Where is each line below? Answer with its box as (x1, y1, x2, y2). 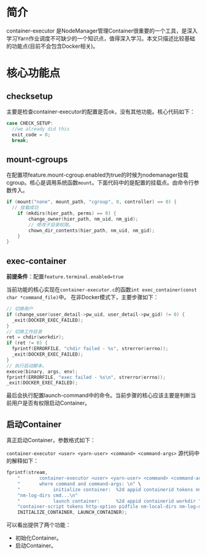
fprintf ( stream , (6, 470, 48, 476)
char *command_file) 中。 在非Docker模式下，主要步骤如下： (6, 294, 159, 301)
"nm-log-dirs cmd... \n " (17, 492, 78, 499)
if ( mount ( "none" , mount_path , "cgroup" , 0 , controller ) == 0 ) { (6, 199, 177, 205)
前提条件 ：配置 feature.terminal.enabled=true (6, 273, 124, 280)
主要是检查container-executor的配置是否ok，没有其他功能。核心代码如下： (6, 108, 195, 115)
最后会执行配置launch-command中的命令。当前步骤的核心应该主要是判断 (6, 392, 191, 399)
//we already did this (12, 126, 70, 132)
